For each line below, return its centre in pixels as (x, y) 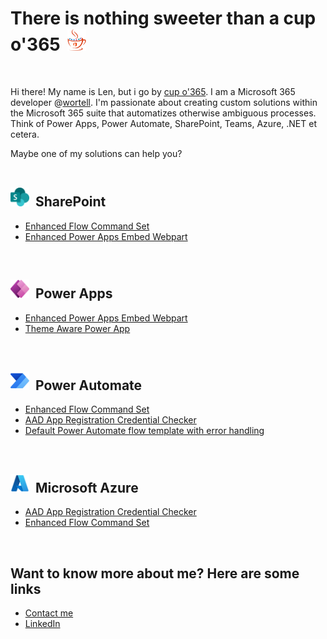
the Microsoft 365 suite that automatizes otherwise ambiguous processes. (163, 113)
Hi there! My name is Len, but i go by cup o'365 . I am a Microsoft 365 (153, 91)
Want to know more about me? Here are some (155, 573)
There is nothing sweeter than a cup (163, 18)
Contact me (49, 613)
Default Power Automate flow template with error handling (144, 431)
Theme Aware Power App (77, 328)
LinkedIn (42, 623)
